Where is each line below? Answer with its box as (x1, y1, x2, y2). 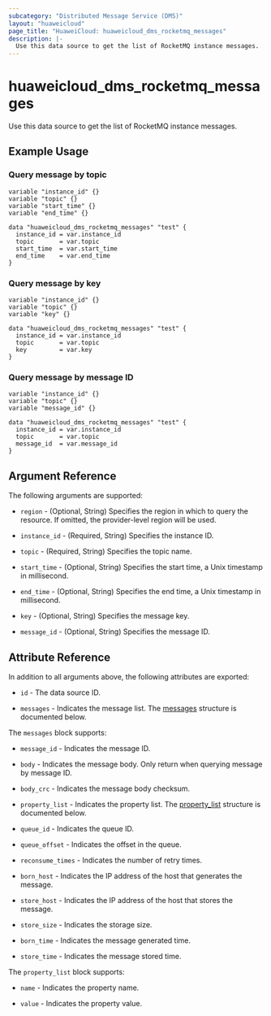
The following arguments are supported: (8, 491, 144, 501)
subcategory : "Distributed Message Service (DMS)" (8, 11, 183, 20)
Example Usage (8, 145, 89, 158)
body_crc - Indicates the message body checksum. (19, 784, 191, 793)
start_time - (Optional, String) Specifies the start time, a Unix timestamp (19, 562, 264, 572)
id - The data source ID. (19, 688, 101, 697)
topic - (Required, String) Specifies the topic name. (19, 546, 192, 557)
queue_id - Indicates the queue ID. (19, 823, 134, 833)
